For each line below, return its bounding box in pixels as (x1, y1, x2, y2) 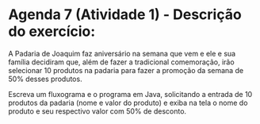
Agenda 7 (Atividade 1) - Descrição (8, 6, 242, 24)
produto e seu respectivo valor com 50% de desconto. (8, 106, 187, 116)
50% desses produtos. (8, 74, 82, 83)
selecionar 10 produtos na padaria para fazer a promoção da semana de (8, 65, 244, 75)
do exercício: (8, 22, 96, 41)
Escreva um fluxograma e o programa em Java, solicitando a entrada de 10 (8, 89, 253, 99)
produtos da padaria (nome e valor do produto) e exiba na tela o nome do (8, 98, 248, 107)
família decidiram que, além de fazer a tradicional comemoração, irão (8, 57, 235, 67)
